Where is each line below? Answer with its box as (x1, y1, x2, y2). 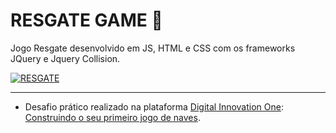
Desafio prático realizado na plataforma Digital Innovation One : (24, 100, 284, 113)
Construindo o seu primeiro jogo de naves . (24, 111, 201, 123)
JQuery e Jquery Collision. (10, 52, 121, 64)
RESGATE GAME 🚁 (10, 9, 163, 32)
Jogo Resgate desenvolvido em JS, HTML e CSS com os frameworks (10, 42, 296, 54)
